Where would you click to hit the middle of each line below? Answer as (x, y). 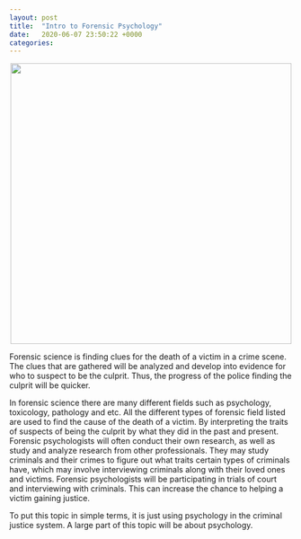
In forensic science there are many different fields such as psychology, (141, 403)
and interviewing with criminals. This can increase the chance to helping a (146, 489)
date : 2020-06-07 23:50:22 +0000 (76, 34)
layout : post (34, 18)
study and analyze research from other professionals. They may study (139, 451)
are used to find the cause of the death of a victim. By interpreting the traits (149, 422)
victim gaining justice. (49, 499)
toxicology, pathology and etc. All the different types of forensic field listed (147, 412)
